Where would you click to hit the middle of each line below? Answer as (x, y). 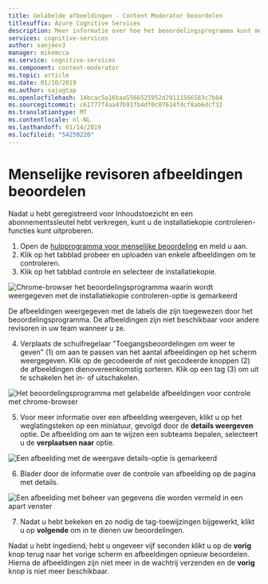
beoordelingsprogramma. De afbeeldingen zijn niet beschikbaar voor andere (134, 319)
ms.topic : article (39, 75)
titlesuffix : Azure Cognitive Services (75, 23)
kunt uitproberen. (65, 230)
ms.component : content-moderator (64, 68)
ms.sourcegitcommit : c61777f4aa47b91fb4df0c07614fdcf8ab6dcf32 (116, 105)
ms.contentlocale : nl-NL (49, 120)
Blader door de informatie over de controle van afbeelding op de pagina (138, 474)
